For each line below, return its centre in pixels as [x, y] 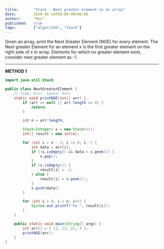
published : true [24, 23]
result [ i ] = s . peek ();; [64, 179]
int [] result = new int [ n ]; [51, 134]
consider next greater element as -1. [41, 57]
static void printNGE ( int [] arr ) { [50, 98]
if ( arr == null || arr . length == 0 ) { [63, 103]
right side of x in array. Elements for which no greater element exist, [73, 52]
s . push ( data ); [45, 188]
